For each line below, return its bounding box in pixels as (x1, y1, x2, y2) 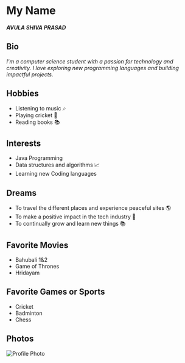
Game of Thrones (15, 263, 60, 270)
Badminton (15, 309, 43, 317)
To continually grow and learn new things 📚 (15, 220, 126, 228)
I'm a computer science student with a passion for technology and (6, 57, 173, 65)
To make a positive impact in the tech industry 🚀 (15, 213, 136, 220)
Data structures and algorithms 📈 (15, 161, 100, 168)
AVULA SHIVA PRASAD (6, 24, 66, 31)
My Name (6, 4, 56, 18)
